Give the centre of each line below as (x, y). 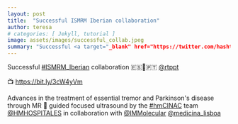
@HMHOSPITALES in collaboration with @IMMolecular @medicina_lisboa (114, 113)
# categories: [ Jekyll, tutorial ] (61, 34)
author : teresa (30, 27)
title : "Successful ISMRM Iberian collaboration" (84, 21)
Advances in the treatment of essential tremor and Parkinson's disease (111, 98)
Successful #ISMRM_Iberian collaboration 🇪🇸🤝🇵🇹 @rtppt (93, 67)
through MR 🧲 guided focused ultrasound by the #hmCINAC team (103, 106)
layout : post (27, 14)
